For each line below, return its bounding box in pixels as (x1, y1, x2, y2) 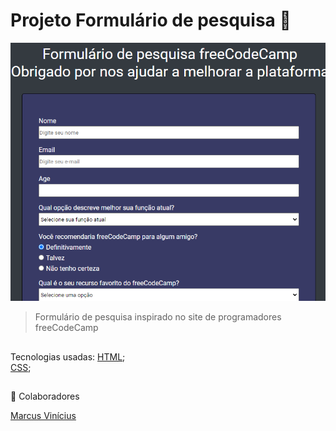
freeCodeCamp (34, 322, 99, 334)
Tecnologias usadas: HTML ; (10, 350, 126, 363)
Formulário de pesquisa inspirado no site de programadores (34, 311, 282, 323)
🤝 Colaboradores (10, 390, 80, 402)
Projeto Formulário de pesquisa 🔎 (10, 9, 292, 32)
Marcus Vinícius (10, 409, 77, 421)
